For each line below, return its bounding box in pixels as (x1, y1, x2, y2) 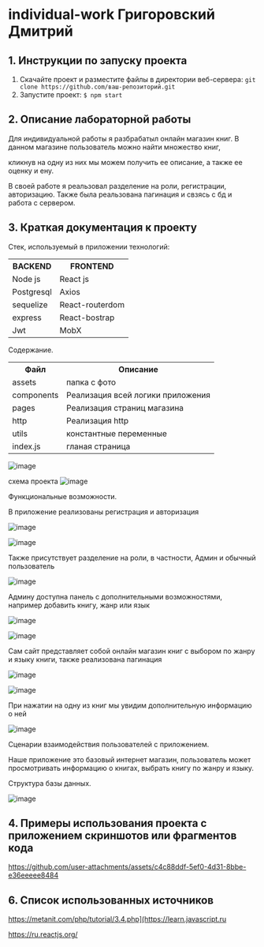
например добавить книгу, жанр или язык (8, 600, 150, 610)
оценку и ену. (8, 166, 54, 175)
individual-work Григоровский (8, 6, 215, 24)
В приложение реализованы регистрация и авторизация (8, 507, 199, 517)
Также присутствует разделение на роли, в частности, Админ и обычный (8, 553, 256, 562)
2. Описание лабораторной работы (8, 113, 191, 126)
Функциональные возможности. (8, 491, 117, 501)
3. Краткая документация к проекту (8, 221, 197, 235)
